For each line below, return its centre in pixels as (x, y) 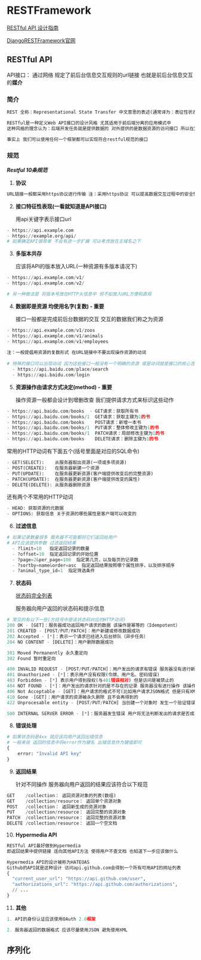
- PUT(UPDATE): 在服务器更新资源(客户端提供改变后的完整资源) (80, 474)
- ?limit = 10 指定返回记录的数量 (51, 549)
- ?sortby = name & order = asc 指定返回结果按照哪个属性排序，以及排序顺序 (94, 565)
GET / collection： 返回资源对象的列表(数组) (62, 795)
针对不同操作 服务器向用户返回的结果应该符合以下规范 (81, 784)
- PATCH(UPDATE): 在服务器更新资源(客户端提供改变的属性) (74, 479)
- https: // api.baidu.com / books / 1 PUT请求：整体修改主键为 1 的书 (83, 428)
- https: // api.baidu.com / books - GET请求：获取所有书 (73, 411)
